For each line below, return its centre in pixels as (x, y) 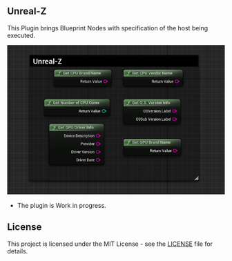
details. (18, 251)
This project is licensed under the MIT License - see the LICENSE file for (110, 244)
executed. (21, 35)
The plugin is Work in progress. (62, 206)
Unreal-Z (27, 11)
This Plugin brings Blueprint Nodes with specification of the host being (108, 28)
